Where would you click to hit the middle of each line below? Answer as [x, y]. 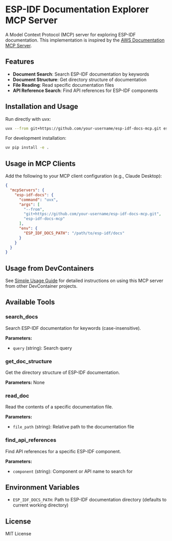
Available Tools [30, 302]
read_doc [17, 396]
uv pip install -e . [27, 147]
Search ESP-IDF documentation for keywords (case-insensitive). [73, 328]
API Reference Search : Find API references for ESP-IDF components [85, 90]
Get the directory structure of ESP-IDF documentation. [63, 372]
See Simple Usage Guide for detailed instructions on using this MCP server [84, 281]
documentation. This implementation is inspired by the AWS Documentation [85, 40]
